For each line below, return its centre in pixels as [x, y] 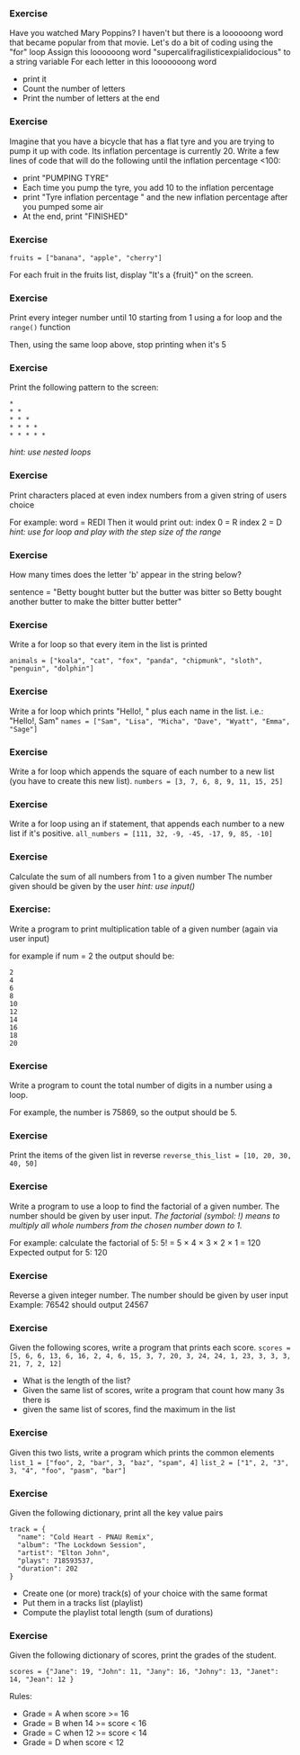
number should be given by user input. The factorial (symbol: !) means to [145, 1215]
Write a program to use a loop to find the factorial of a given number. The [145, 1206]
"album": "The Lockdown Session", [82, 1545]
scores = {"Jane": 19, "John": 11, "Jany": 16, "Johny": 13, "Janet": [144, 1672]
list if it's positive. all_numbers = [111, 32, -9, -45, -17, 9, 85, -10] [141, 833]
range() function [40, 328]
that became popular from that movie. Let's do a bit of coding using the [141, 42]
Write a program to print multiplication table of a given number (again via [144, 929]
